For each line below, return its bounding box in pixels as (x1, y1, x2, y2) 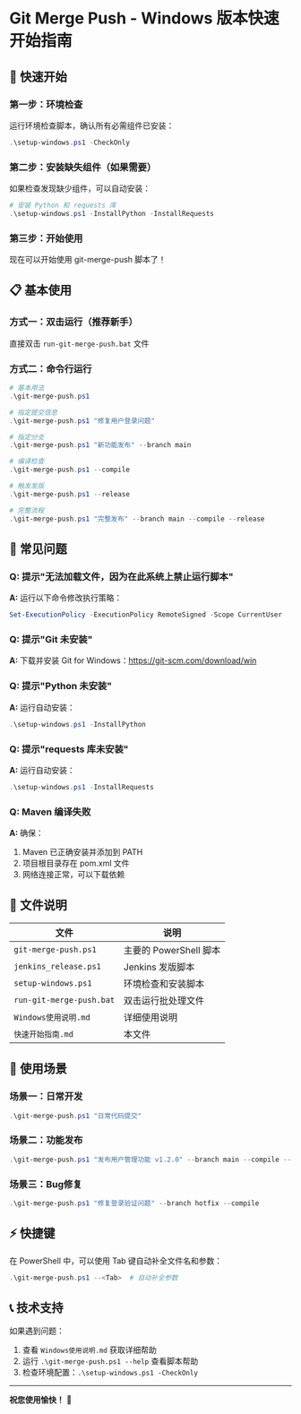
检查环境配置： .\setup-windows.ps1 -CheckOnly (21, 1367, 199, 1378)
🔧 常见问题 (9, 541, 67, 556)
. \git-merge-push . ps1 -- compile (9, 465, 130, 475)
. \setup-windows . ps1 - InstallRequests (9, 782, 154, 791)
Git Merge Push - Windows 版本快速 (9, 8, 279, 29)
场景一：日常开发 (9, 1091, 83, 1103)
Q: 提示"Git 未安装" (9, 634, 93, 646)
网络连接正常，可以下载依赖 (21, 869, 125, 880)
